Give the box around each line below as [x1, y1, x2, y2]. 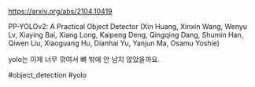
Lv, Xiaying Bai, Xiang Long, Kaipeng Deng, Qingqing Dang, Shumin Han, [8, 31, 244, 39]
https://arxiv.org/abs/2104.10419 [8, 7, 113, 16]
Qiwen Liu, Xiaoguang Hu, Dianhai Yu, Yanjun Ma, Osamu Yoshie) [8, 38, 220, 48]
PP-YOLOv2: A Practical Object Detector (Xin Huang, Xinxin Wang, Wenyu [8, 22, 248, 31]
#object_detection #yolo [8, 71, 87, 79]
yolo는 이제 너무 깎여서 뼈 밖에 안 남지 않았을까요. [8, 55, 161, 63]
